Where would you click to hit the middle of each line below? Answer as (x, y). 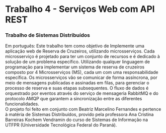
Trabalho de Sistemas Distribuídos (48, 35)
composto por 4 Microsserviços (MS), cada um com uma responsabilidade (82, 72)
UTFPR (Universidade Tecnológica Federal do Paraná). (61, 125)
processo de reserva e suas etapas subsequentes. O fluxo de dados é (77, 88)
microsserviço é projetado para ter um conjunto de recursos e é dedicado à (83, 57)
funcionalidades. (22, 104)
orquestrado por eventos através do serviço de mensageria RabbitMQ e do (82, 93)
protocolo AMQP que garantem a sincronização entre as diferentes (74, 99)
